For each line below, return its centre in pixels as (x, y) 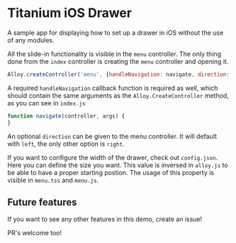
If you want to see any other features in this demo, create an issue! (105, 219)
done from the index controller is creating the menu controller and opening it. (118, 61)
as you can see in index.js (47, 103)
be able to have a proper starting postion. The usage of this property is (111, 172)
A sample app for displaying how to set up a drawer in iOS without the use (116, 33)
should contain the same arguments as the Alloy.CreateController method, (118, 95)
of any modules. (31, 40)
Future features (42, 202)
